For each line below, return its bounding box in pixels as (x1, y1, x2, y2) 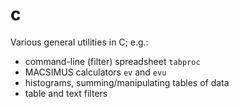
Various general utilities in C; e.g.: (10, 36, 149, 48)
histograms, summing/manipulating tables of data (24, 76, 230, 88)
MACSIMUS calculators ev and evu (24, 66, 167, 78)
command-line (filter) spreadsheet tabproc (24, 55, 201, 67)
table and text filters (24, 87, 108, 99)
